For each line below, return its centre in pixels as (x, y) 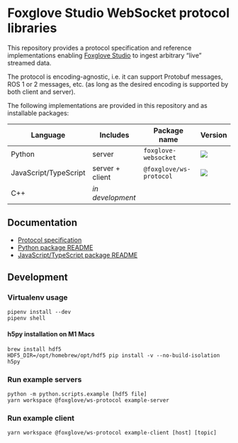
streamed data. (29, 62)
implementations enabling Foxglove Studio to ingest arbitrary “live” (104, 55)
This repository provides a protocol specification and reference (100, 48)
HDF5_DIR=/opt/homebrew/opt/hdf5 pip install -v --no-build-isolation (114, 355)
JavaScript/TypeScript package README (78, 255)
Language (48, 135)
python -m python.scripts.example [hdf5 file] (77, 394)
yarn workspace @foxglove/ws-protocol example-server (89, 400)
